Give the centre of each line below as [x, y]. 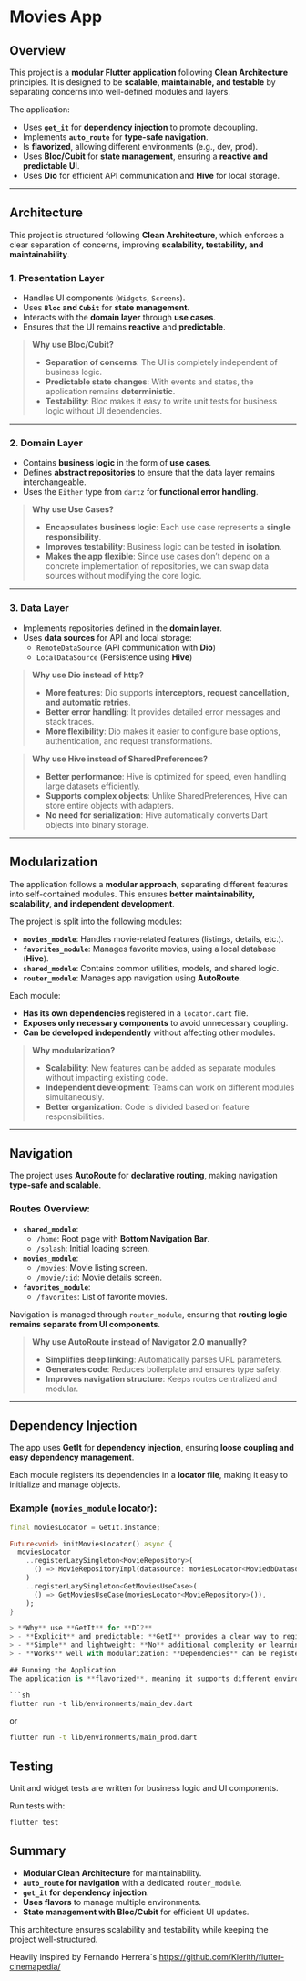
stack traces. [70, 721]
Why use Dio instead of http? [87, 675]
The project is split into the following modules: [96, 921]
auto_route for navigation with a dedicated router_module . [132, 1882]
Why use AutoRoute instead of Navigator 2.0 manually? [139, 1342]
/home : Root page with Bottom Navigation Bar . [123, 1238]
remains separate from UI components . [85, 1324]
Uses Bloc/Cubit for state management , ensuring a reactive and [145, 156]
